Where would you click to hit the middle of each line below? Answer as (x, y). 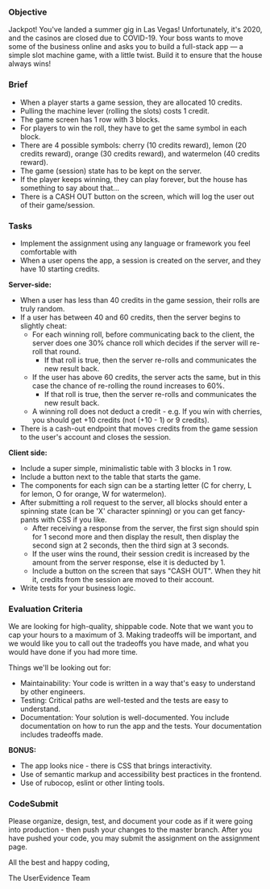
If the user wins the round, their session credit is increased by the (141, 553)
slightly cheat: (43, 325)
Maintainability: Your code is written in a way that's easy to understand (137, 684)
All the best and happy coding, (59, 862)
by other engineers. (53, 692)
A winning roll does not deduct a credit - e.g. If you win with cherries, (147, 411)
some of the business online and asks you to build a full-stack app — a (126, 47)
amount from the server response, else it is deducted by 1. (129, 562)
